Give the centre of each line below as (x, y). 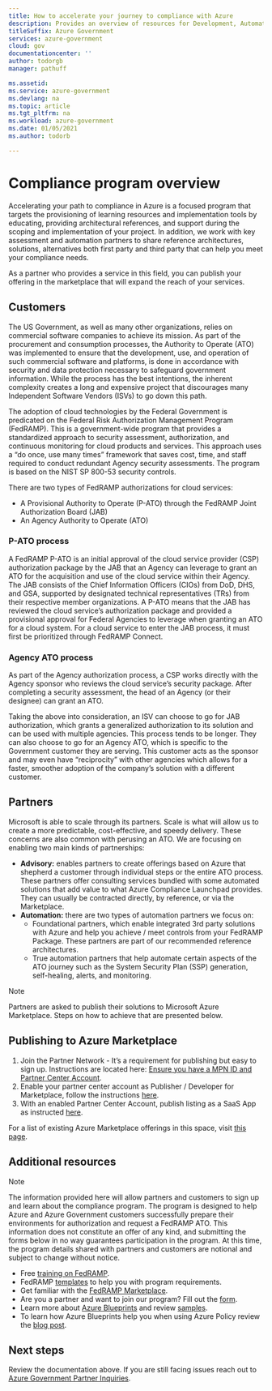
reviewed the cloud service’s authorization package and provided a (120, 610)
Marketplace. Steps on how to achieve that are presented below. (116, 1015)
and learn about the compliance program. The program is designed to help (133, 1205)
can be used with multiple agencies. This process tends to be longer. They (133, 734)
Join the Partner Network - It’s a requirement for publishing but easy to (138, 1060)
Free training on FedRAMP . (65, 1273)
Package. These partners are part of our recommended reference (142, 940)
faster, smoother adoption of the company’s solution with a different (121, 768)
